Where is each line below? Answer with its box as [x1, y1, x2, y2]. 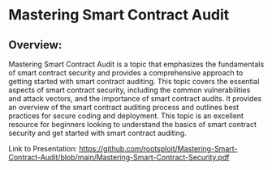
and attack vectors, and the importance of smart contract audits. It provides [8, 94, 262, 103]
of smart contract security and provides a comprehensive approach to [8, 68, 244, 78]
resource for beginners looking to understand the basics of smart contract [8, 120, 257, 129]
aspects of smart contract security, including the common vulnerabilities [8, 85, 251, 95]
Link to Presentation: [8, 144, 78, 153]
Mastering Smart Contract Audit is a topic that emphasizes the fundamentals [8, 59, 265, 69]
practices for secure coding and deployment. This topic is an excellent [8, 111, 244, 121]
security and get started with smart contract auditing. [8, 128, 187, 138]
